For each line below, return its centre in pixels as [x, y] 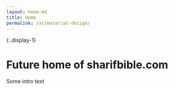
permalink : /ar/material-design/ [48, 23]
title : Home [21, 18]
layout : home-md [27, 12]
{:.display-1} [21, 40]
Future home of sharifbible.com [87, 65]
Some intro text [25, 82]
